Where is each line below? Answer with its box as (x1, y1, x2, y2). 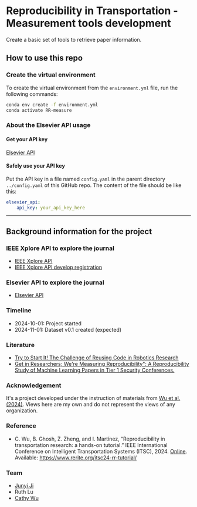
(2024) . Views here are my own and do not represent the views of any (6, 401, 176, 408)
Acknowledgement (6, 381, 62, 389)
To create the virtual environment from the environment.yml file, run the (6, 84, 178, 91)
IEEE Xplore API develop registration (14, 263, 103, 271)
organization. (6, 407, 38, 414)
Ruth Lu (14, 488, 34, 495)
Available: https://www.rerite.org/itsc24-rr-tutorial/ (14, 454, 137, 461)
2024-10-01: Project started (14, 319, 82, 327)
